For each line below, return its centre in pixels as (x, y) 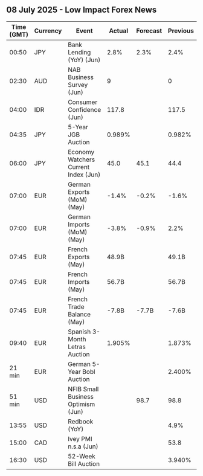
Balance (79, 314)
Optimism (81, 404)
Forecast (149, 31)
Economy (81, 152)
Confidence (84, 109)
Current (79, 167)
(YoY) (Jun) (84, 60)
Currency (48, 31)
